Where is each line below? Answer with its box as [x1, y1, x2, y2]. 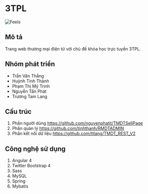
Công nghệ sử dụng [5, 145, 66, 153]
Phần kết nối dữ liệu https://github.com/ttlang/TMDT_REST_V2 [12, 130, 136, 136]
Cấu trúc [5, 107, 32, 115]
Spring [12, 178, 26, 184]
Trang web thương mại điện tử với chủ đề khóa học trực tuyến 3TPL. [5, 46, 141, 51]
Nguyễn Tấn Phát [12, 88, 47, 94]
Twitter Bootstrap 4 [12, 163, 51, 169]
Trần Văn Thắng [12, 73, 44, 79]
